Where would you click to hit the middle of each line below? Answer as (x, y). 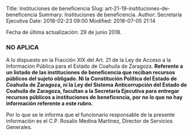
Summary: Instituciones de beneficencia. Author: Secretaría (110, 15)
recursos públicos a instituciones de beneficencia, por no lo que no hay (94, 97)
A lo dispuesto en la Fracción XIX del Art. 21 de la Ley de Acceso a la (88, 60)
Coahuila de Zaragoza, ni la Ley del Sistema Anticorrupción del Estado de (96, 85)
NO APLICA (22, 47)
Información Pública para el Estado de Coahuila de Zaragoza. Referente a (95, 66)
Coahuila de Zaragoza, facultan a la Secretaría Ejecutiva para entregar (93, 91)
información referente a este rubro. (50, 103)
